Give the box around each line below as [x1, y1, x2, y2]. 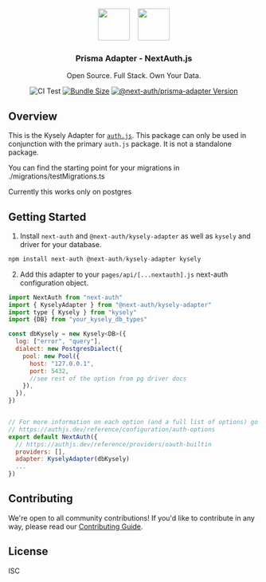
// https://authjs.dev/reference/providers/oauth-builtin [15, 440, 213, 448]
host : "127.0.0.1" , [29, 360, 94, 368]
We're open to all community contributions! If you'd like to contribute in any [8, 513, 255, 522]
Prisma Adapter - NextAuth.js [75, 53, 193, 64]
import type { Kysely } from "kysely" [8, 308, 137, 317]
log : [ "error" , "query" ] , [15, 337, 102, 346]
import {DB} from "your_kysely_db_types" [8, 316, 148, 324]
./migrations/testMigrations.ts [8, 171, 105, 181]
